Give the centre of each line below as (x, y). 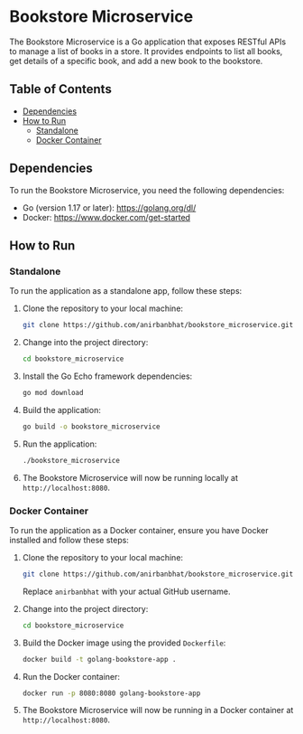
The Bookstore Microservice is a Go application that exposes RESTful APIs (148, 42)
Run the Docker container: (71, 676)
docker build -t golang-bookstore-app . (99, 659)
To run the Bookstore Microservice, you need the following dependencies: (147, 190)
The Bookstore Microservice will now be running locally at (130, 477)
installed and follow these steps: (69, 540)
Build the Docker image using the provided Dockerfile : (124, 643)
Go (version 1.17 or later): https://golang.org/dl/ (109, 207)
